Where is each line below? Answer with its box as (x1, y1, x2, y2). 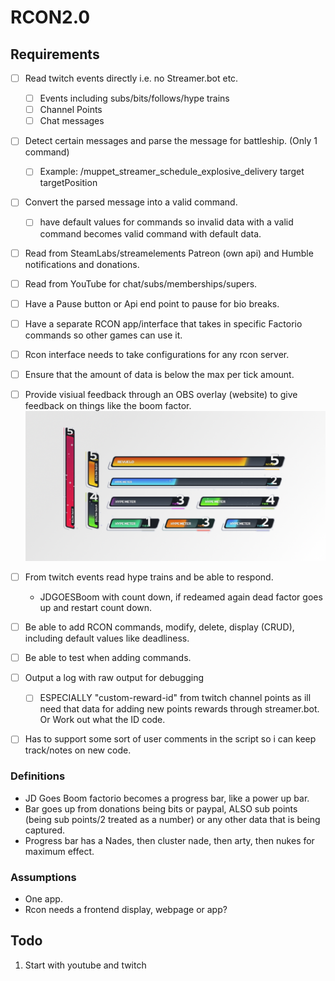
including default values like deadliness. (24, 632, 190, 645)
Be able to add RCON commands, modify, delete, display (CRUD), (24, 621, 295, 633)
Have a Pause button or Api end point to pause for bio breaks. (24, 297, 280, 310)
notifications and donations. (24, 258, 140, 270)
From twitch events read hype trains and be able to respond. (24, 571, 274, 583)
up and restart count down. (39, 602, 153, 614)
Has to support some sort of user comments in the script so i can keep (24, 733, 317, 745)
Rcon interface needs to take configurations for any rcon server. (24, 348, 290, 360)
